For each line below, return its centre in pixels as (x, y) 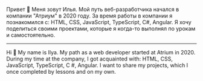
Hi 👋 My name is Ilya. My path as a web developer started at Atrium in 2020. (101, 52)
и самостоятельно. (31, 35)
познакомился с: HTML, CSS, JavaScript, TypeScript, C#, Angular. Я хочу (99, 22)
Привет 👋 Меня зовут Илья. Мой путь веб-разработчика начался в (93, 9)
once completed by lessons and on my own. (61, 72)
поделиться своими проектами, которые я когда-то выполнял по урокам (101, 28)
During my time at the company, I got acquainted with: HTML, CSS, (90, 59)
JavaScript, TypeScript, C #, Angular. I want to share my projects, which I (97, 65)
